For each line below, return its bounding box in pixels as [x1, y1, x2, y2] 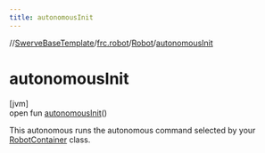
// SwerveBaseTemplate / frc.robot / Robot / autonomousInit [9, 37, 214, 48]
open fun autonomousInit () [9, 108, 108, 118]
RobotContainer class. [9, 134, 91, 145]
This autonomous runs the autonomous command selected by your [9, 125, 256, 135]
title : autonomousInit [9, 12, 94, 22]
